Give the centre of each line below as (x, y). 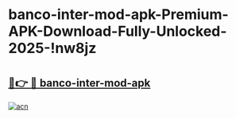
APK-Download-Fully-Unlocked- (118, 31)
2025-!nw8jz (52, 48)
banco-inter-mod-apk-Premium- (118, 15)
